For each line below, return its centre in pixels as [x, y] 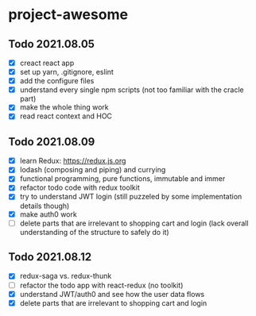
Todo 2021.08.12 [50, 257]
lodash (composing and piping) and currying [93, 170]
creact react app [47, 63]
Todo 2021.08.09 [52, 142]
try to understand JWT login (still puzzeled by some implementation [131, 197]
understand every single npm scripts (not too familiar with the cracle [132, 90]
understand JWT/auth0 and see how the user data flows [112, 294]
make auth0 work [48, 214]
